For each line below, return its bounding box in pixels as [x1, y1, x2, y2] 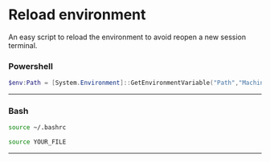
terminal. [8, 40, 38, 50]
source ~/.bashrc [8, 124, 67, 132]
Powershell [8, 60, 54, 71]
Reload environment [8, 6, 146, 24]
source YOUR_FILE [8, 138, 67, 146]
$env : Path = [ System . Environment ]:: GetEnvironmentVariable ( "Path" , [8, 79, 239, 87]
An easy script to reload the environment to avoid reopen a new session [8, 32, 247, 42]
